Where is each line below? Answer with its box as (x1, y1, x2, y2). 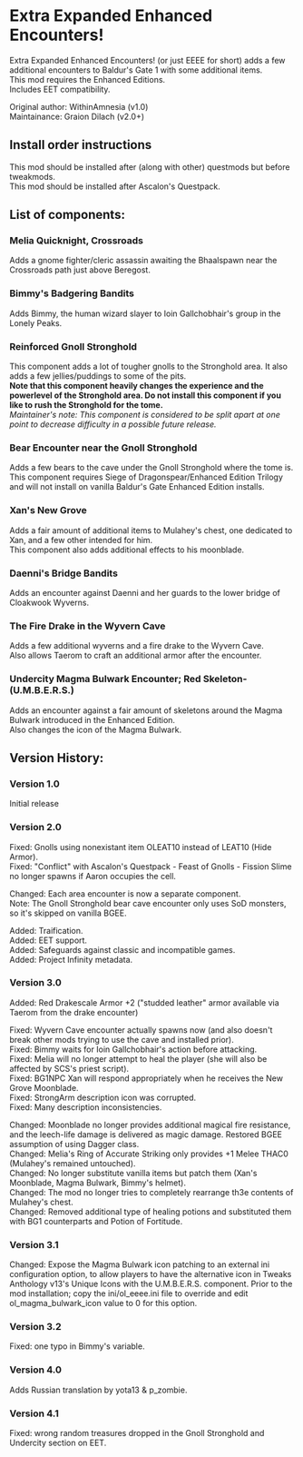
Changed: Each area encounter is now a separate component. (9, 887, 241, 899)
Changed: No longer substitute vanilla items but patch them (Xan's (9, 1167, 258, 1178)
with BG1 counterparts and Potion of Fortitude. (9, 1215, 183, 1226)
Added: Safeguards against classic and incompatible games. (9, 944, 236, 955)
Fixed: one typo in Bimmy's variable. (9, 1341, 145, 1352)
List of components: (9, 207, 125, 223)
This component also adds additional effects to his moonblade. (9, 544, 245, 555)
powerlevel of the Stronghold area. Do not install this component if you (9, 390, 281, 401)
